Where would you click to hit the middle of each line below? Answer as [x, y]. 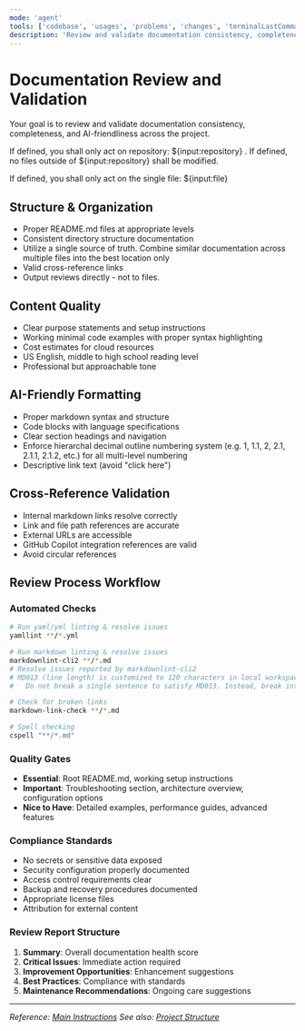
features [38, 818]
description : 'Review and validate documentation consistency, [132, 35]
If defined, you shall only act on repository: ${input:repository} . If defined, [148, 152]
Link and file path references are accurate [101, 525]
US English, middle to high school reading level [110, 356]
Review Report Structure [65, 932]
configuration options [63, 798]
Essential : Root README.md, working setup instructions [128, 778]
